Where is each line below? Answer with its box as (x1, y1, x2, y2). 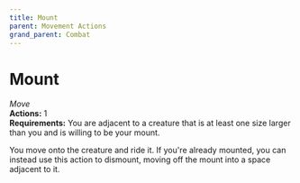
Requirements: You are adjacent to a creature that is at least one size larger (9, 118, 291, 129)
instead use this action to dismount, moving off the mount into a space (9, 154, 271, 165)
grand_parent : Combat (9, 30, 91, 39)
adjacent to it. (9, 164, 60, 175)
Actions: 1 (9, 108, 48, 119)
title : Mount (9, 13, 59, 23)
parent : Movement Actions (9, 22, 106, 31)
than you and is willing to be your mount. (9, 127, 160, 138)
